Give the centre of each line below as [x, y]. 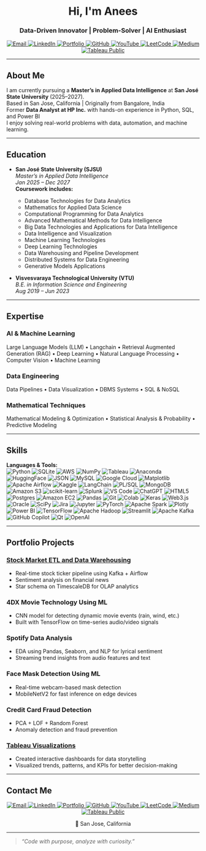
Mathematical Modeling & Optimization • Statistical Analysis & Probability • [101, 418]
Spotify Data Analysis [39, 638]
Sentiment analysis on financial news [62, 579]
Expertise [25, 316]
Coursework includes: [44, 189]
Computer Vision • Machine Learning [53, 360]
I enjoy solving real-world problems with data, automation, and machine [97, 123]
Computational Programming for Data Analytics [84, 214]
